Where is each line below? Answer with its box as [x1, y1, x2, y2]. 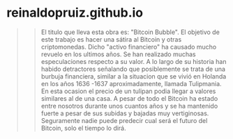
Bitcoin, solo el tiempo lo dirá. [40, 124, 126, 132]
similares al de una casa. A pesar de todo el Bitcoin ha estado [40, 94, 218, 102]
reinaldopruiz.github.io [6, 5, 144, 21]
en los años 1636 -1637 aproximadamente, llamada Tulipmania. [40, 79, 222, 88]
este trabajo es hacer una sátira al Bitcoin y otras [40, 35, 182, 43]
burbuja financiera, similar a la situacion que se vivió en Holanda [40, 72, 227, 81]
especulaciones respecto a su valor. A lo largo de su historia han [40, 57, 227, 65]
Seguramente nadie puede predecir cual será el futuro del [40, 116, 208, 124]
